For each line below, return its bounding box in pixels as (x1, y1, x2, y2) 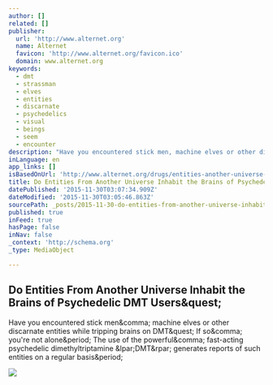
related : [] (8, 19, 49, 28)
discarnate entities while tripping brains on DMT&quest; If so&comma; (8, 326, 243, 335)
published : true (8, 208, 63, 216)
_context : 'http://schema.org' (8, 239, 115, 247)
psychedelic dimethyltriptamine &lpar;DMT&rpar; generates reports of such (8, 343, 261, 353)
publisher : (8, 27, 45, 35)
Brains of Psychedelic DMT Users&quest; (8, 296, 222, 309)
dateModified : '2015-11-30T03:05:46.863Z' (8, 192, 154, 201)
